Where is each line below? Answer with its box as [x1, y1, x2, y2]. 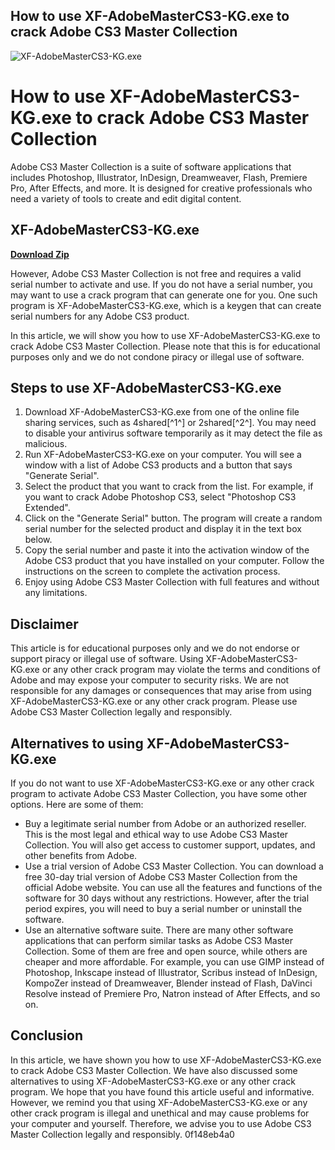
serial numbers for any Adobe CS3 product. [10, 310, 190, 322]
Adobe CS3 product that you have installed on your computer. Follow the [24, 555, 325, 567]
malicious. [24, 438, 68, 450]
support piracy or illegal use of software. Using [10, 653, 204, 665]
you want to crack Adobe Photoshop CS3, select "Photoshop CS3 [24, 491, 297, 503]
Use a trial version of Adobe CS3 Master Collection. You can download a [24, 860, 324, 872]
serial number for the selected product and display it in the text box [24, 523, 302, 535]
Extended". [24, 502, 71, 514]
